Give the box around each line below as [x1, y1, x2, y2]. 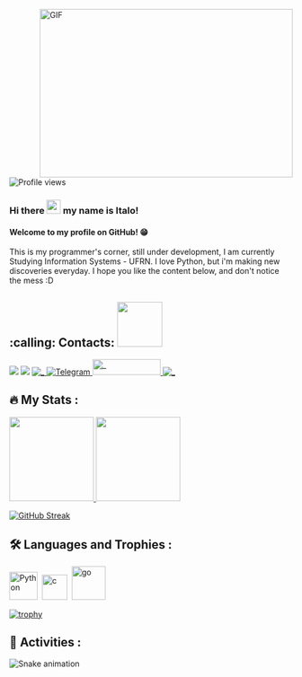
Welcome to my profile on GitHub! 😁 [9, 226, 148, 237]
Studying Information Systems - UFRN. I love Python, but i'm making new [9, 256, 280, 267]
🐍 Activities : [9, 634, 82, 650]
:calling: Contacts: [9, 335, 115, 350]
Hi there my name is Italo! [9, 204, 139, 216]
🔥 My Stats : [9, 392, 79, 408]
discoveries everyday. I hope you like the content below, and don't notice [9, 266, 280, 277]
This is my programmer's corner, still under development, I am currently [9, 247, 275, 258]
